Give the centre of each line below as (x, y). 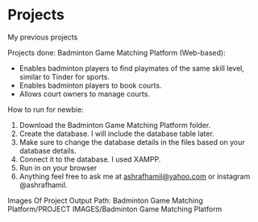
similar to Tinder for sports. (64, 76)
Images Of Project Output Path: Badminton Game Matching (105, 200)
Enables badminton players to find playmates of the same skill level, (132, 68)
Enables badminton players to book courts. (90, 85)
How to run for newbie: (46, 109)
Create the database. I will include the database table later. (117, 134)
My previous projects (43, 37)
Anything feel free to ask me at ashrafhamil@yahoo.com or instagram (135, 176)
